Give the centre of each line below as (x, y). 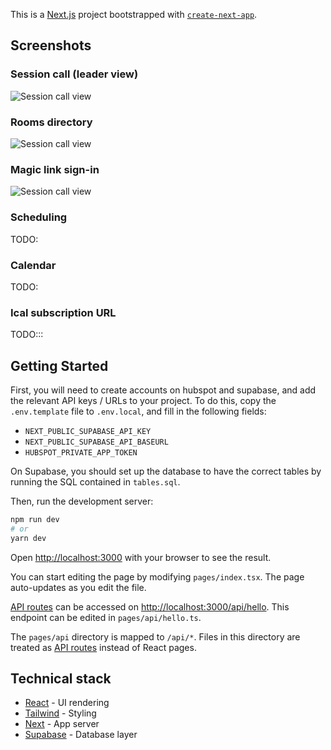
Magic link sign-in (55, 169)
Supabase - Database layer (81, 735)
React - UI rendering (67, 703)
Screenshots (51, 45)
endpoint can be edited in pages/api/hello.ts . (106, 617)
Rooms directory (51, 122)
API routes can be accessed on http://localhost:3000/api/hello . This (150, 606)
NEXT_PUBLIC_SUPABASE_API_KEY (88, 431)
